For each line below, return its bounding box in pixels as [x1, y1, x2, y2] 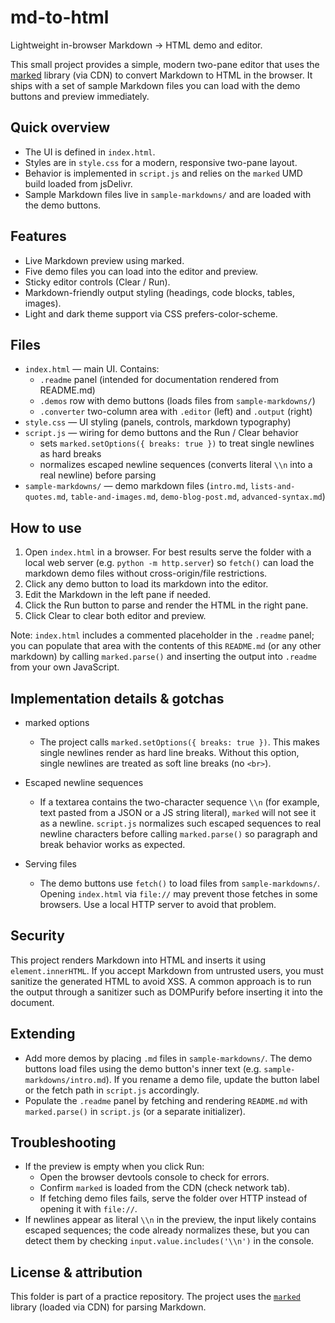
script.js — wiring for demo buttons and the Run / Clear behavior [24, 427, 299, 439]
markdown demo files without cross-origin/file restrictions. [24, 567, 268, 580]
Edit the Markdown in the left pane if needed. [24, 589, 212, 601]
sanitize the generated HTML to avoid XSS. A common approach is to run [10, 975, 312, 987]
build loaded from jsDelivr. [24, 177, 133, 190]
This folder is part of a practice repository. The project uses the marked [10, 1291, 301, 1303]
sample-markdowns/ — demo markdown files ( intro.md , [24, 480, 248, 492]
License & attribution [10, 1264, 143, 1281]
